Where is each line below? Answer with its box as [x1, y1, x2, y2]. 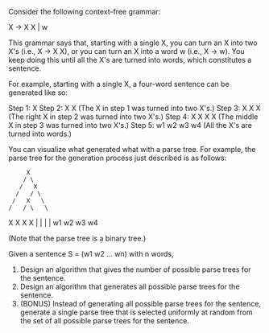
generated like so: [8, 88, 68, 97]
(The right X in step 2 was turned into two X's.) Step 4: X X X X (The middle [8, 112, 259, 121]
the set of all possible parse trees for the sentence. [19, 316, 189, 325]
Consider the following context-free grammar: [8, 7, 161, 16]
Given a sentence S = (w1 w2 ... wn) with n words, [8, 249, 174, 258]
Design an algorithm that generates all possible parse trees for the [19, 282, 240, 291]
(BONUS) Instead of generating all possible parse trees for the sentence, [19, 299, 262, 308]
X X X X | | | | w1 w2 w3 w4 [8, 218, 98, 228]
